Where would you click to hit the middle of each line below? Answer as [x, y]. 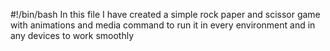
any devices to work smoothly [72, 35]
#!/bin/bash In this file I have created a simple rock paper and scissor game [165, 14]
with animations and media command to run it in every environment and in [163, 25]
